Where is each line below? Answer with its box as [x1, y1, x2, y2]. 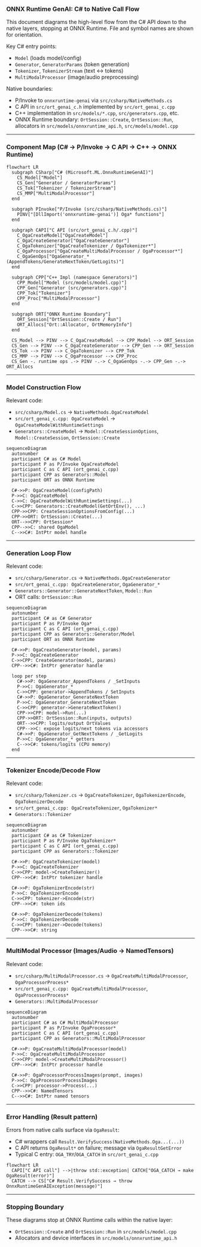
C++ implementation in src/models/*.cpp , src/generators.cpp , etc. [14, 110, 179, 117]
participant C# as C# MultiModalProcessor [11, 1020, 119, 1026]
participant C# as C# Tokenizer [11, 833, 93, 839]
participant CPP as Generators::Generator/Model [11, 631, 135, 637]
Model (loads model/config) [14, 55, 82, 62]
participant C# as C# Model [11, 455, 82, 462]
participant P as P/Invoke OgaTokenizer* [11, 838, 117, 844]
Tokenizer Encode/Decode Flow [6, 766, 100, 775]
